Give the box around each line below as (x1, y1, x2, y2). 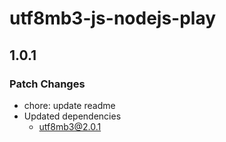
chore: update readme (23, 99, 116, 111)
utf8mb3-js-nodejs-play (9, 7, 217, 30)
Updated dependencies (23, 110, 122, 122)
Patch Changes (9, 77, 86, 91)
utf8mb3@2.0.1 (38, 120, 102, 132)
